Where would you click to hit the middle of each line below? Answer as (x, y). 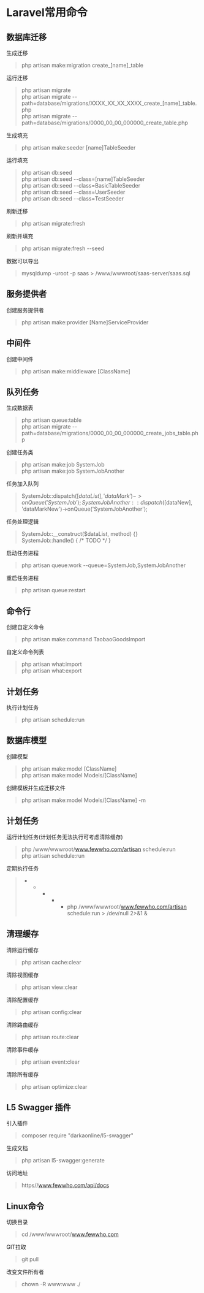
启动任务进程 (22, 553)
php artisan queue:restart (53, 590)
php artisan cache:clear (51, 962)
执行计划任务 (22, 708)
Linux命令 (25, 1206)
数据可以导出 (22, 261)
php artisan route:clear (50, 1037)
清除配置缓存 (22, 999)
